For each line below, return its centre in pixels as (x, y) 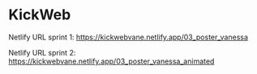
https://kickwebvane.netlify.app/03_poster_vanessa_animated (111, 61)
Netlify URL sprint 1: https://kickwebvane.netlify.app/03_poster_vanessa (128, 37)
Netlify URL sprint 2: (42, 52)
